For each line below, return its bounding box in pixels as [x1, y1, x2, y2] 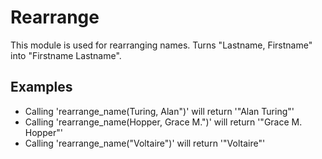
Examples [10, 79, 73, 96]
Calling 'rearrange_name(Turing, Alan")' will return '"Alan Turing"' [24, 105, 295, 117]
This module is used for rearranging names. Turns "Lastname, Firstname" [10, 39, 313, 51]
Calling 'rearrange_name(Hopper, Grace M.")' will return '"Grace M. [24, 116, 303, 128]
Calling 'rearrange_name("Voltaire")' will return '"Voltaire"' [24, 137, 266, 149]
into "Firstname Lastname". [10, 49, 122, 61]
